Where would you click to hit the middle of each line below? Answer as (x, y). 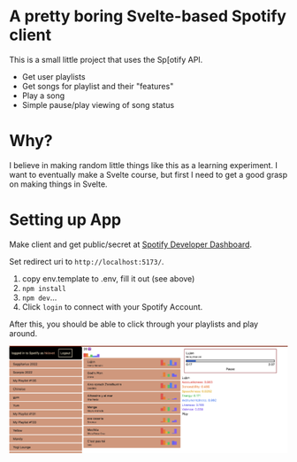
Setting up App (65, 220)
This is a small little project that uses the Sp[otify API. (106, 59)
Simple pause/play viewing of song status (98, 104)
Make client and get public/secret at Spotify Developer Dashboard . (131, 244)
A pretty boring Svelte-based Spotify (148, 16)
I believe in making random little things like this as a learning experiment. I (144, 165)
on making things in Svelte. (58, 184)
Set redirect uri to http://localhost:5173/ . (87, 261)
